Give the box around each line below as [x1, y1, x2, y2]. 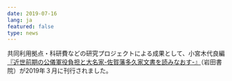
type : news [7, 29, 39, 37]
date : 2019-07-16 [7, 10, 57, 17]
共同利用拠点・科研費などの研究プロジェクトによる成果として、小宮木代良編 [7, 49, 225, 57]
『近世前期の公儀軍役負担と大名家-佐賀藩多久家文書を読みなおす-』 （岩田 [7, 58, 216, 66]
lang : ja [7, 17, 33, 24]
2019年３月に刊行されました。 [25, 66, 112, 75]
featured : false [7, 23, 54, 30]
